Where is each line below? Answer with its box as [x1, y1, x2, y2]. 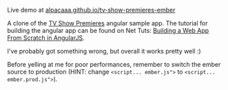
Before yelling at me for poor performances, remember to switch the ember [7, 60, 221, 68]
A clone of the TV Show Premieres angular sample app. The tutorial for [7, 19, 208, 27]
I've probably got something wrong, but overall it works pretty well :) [7, 47, 201, 55]
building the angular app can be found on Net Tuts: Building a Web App [7, 27, 209, 34]
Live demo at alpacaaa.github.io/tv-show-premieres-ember [7, 6, 176, 14]
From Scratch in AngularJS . [7, 34, 85, 42]
